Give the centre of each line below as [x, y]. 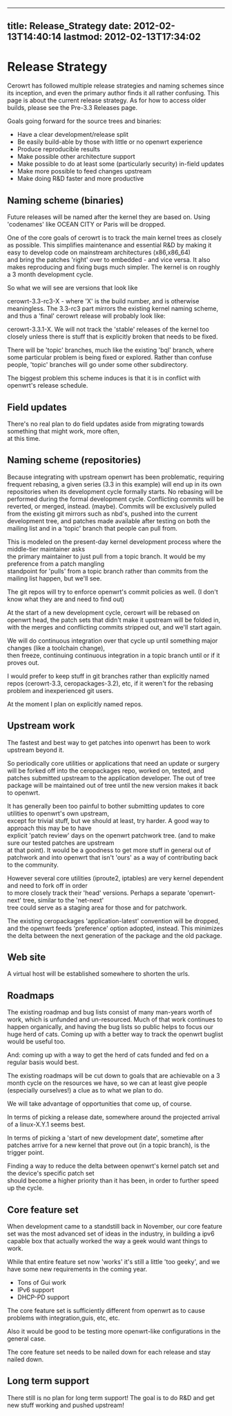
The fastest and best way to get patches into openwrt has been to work [109, 742]
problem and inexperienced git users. [60, 690]
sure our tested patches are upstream [61, 842]
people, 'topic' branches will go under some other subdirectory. [98, 365]
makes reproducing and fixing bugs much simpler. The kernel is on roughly [114, 267]
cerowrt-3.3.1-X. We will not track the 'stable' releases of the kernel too [108, 330]
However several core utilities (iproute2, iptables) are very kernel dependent [116, 878]
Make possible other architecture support [76, 157]
